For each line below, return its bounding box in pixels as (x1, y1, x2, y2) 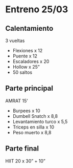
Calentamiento (5, 24, 54, 33)
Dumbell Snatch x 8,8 (12, 113, 58, 119)
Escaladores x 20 (12, 58, 50, 65)
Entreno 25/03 (5, 4, 68, 15)
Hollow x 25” (12, 64, 40, 70)
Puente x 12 (12, 53, 37, 59)
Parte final (5, 144, 39, 153)
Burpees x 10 (12, 108, 41, 114)
